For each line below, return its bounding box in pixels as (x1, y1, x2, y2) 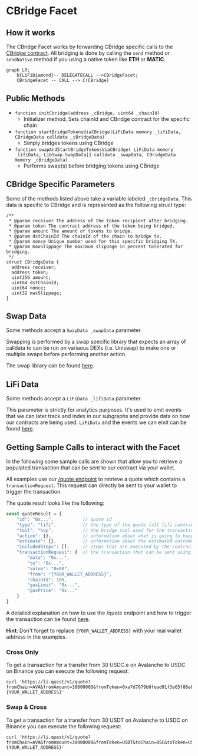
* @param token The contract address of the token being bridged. (8, 223, 176, 229)
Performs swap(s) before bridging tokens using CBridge (23, 162, 160, 169)
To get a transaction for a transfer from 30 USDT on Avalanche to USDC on (6, 716, 189, 724)
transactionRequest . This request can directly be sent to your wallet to (6, 482, 177, 489)
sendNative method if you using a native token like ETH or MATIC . (6, 56, 166, 63)
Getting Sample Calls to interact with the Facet (6, 442, 180, 452)
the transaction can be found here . (6, 615, 90, 623)
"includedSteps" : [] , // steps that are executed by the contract (16, 544, 194, 550)
